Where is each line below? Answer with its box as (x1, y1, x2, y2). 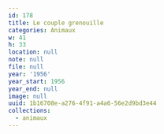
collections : (8, 107, 51, 115)
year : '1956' (8, 70, 51, 78)
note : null (8, 56, 44, 64)
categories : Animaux (8, 26, 76, 34)
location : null (8, 48, 58, 56)
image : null (8, 92, 47, 100)
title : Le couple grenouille (8, 19, 104, 27)
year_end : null (8, 84, 58, 93)
